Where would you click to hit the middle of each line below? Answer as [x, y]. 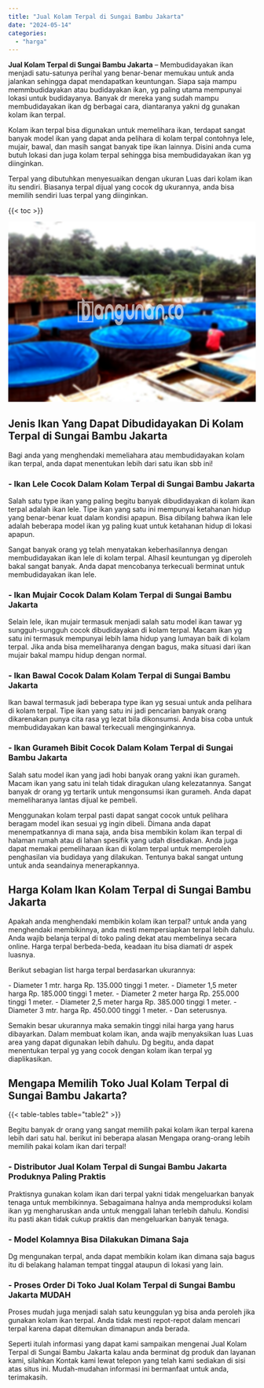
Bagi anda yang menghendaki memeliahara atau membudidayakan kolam [126, 455]
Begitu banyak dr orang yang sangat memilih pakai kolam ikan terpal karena [131, 1130]
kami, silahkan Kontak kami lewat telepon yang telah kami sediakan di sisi [127, 1360]
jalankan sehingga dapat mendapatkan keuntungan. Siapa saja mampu [123, 82]
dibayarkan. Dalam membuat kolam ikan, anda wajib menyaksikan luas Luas [131, 1034]
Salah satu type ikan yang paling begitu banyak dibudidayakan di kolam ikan [132, 501]
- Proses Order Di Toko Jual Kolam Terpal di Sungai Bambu [122, 1285]
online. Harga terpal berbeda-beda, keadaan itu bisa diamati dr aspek [121, 946]
